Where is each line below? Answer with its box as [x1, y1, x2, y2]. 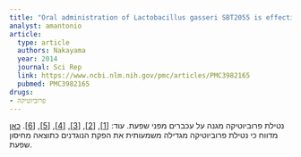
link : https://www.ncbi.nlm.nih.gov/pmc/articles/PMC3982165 [17, 71, 251, 80]
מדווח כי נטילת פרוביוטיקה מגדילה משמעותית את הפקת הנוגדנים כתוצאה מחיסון [9, 130, 279, 141]
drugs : [9, 87, 34, 96]
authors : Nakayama [17, 46, 87, 55]
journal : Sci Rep [17, 63, 82, 72]
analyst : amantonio [9, 21, 82, 30]
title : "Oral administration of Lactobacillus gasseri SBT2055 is [9, 12, 262, 22]
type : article [17, 37, 70, 47]
